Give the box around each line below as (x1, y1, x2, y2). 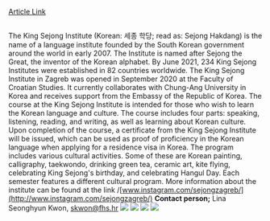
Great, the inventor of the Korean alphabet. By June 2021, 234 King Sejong (8, 57, 257, 67)
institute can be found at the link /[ (8, 185, 123, 195)
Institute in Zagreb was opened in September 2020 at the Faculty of (8, 74, 234, 84)
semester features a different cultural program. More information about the (8, 177, 256, 186)
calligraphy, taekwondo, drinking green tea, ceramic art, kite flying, (8, 160, 231, 170)
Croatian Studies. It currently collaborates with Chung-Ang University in (8, 83, 247, 92)
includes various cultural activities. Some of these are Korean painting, (8, 151, 243, 161)
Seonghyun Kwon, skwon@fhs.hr (8, 203, 119, 213)
